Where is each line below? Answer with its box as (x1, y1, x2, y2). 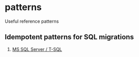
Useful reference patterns (5, 18, 59, 24)
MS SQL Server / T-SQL (12, 46, 62, 52)
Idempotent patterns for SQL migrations (5, 33, 134, 41)
